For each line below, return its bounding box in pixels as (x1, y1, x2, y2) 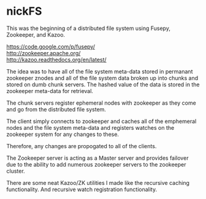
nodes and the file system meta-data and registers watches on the (6, 124, 175, 131)
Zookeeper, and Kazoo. (6, 31, 66, 38)
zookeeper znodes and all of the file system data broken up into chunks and (6, 74, 199, 81)
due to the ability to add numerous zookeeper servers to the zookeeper (6, 160, 186, 168)
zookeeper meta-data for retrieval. (6, 87, 94, 94)
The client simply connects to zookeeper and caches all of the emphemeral (6, 118, 197, 125)
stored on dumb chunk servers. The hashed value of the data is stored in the (6, 81, 200, 88)
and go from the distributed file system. (6, 105, 106, 113)
